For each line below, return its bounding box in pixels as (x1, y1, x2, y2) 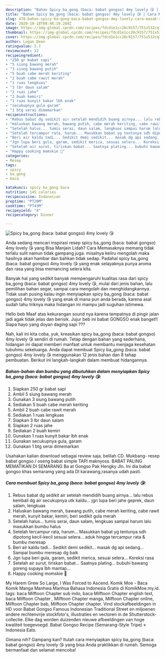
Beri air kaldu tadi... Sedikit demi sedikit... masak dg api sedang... (12, 544, 144, 550)
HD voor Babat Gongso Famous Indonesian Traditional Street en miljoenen (5, 606, 156, 612)
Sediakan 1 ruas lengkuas (12, 412, 64, 418)
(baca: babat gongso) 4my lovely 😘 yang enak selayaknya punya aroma (5, 261, 151, 267)
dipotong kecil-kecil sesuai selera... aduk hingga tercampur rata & (12, 534, 145, 540)
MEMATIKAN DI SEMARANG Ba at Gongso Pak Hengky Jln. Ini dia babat (5, 463, 151, 469)
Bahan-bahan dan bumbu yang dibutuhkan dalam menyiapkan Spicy (5, 368, 150, 374)
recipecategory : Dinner (5, 212, 54, 218)
